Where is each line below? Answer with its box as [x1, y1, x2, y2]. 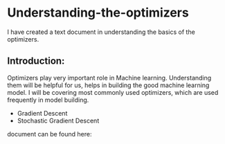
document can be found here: [7, 129, 92, 138]
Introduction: [7, 55, 65, 67]
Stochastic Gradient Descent [17, 116, 100, 125]
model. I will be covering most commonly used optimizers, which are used [7, 88, 219, 96]
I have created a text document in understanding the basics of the [7, 28, 195, 36]
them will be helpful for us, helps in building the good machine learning [7, 81, 210, 89]
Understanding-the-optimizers [7, 5, 189, 21]
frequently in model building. [7, 96, 89, 104]
